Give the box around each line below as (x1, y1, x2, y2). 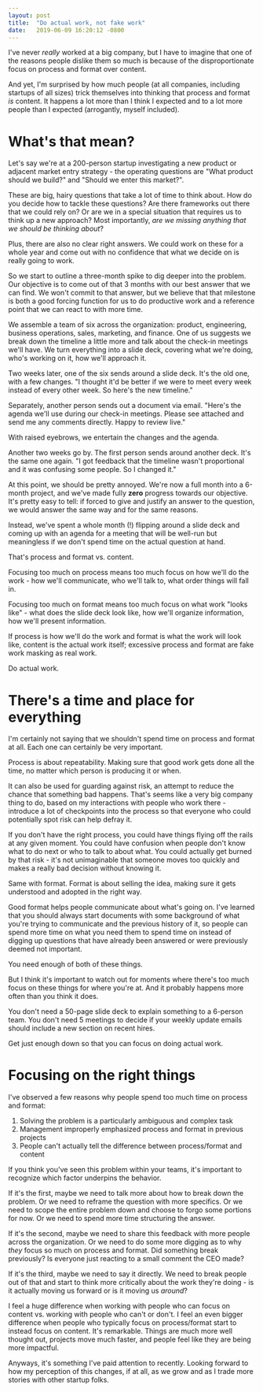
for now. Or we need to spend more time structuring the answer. (8, 1214, 216, 1223)
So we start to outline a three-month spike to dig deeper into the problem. (8, 271, 247, 280)
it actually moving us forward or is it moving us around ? (8, 1286, 188, 1296)
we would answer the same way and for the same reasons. (8, 505, 199, 514)
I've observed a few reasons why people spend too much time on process (8, 1093, 248, 1102)
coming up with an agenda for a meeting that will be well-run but (8, 529, 217, 538)
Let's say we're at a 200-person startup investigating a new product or (8, 158, 237, 168)
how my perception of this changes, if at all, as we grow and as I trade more (8, 1367, 254, 1376)
